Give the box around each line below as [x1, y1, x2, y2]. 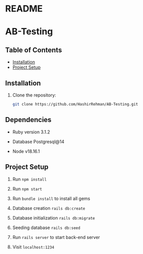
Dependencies [5, 115, 51, 124]
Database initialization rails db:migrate [12, 214, 95, 220]
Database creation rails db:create [12, 205, 85, 211]
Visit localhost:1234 [12, 243, 54, 250]
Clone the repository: [12, 92, 56, 98]
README [5, 3, 43, 14]
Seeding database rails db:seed [12, 224, 80, 230]
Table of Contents [5, 45, 62, 54]
